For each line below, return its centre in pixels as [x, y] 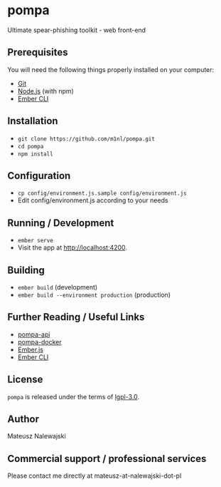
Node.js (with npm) [46, 91]
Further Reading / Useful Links [76, 317]
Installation [33, 121]
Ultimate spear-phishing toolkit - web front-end [77, 30]
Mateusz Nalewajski [37, 436]
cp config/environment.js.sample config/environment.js [102, 194]
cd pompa [31, 146]
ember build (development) [58, 287]
